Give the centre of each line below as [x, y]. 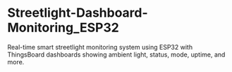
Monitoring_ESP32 [63, 28]
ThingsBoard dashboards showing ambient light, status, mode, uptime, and [116, 55]
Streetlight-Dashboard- [78, 13]
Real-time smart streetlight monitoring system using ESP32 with [100, 47]
